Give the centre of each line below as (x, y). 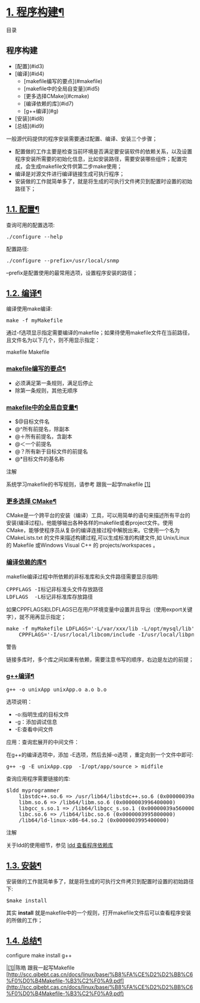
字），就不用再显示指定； (36, 617)
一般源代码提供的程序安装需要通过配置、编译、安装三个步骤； (82, 139)
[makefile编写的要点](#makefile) (63, 81)
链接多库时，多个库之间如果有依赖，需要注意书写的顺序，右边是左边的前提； (100, 659)
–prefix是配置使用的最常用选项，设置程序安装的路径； (72, 273)
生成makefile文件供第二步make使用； (76, 166)
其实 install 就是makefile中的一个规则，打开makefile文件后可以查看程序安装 (99, 913)
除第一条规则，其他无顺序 (46, 390)
